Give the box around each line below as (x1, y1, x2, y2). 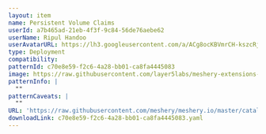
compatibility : (8, 56, 59, 64)
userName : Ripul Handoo (8, 33, 87, 42)
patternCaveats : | (8, 92, 69, 100)
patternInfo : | (8, 77, 59, 85)
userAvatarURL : (8, 41, 59, 49)
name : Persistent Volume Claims (8, 19, 115, 27)
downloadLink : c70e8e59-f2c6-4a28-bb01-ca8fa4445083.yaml (8, 114, 203, 122)
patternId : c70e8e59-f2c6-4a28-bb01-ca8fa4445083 (8, 63, 176, 71)
